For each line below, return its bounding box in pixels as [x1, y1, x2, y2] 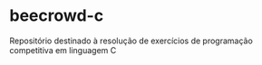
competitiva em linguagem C [9, 44, 117, 55]
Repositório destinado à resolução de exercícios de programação [9, 35, 254, 46]
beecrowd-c [9, 5, 104, 26]
